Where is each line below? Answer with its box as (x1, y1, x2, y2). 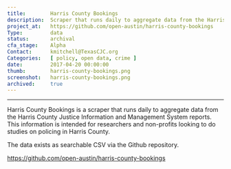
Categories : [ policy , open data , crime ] (7, 55, 137, 62)
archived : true (7, 80, 63, 87)
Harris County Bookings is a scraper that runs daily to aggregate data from (7, 106, 219, 114)
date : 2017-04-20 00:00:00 (7, 61, 109, 68)
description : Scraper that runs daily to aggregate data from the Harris (7, 16, 226, 23)
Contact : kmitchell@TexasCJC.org (7, 49, 118, 56)
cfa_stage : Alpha (7, 42, 67, 49)
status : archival (7, 36, 76, 43)
